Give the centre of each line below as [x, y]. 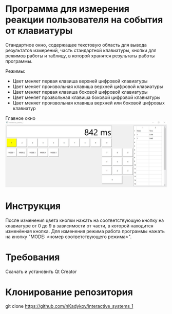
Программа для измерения [68, 9]
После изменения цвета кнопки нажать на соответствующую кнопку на [85, 220]
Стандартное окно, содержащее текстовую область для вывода [76, 45]
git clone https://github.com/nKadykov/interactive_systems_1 [69, 306]
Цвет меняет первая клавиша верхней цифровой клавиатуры [80, 81]
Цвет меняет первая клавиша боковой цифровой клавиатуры [80, 92]
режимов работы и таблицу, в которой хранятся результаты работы [80, 56]
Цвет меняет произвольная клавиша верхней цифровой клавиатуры [88, 86]
